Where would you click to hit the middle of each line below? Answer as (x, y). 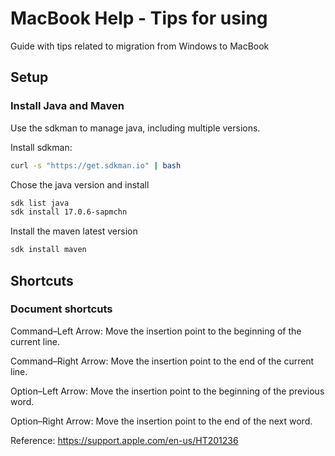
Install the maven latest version (74, 231)
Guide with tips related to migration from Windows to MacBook (140, 46)
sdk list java (40, 203)
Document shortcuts (61, 309)
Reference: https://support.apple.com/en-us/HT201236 (124, 440)
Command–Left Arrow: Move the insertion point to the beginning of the (156, 331)
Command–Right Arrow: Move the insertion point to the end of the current (162, 361)
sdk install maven (48, 250)
